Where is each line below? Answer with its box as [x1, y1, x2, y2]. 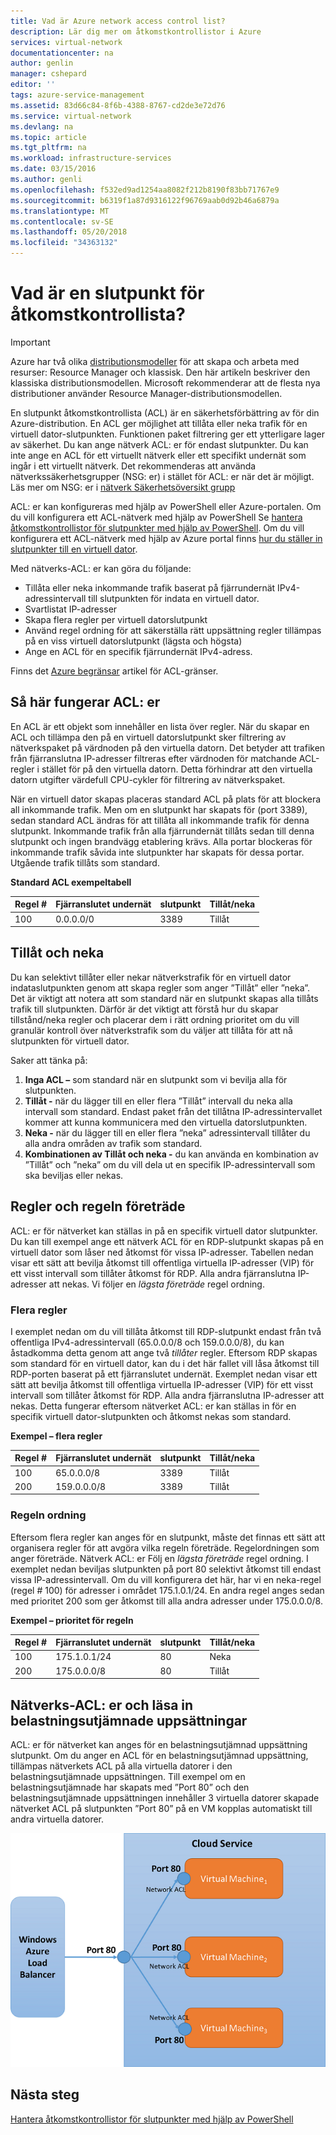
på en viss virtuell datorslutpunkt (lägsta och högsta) [24, 635, 243, 647]
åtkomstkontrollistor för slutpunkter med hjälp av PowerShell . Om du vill [10, 521, 305, 534]
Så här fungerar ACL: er [10, 694, 161, 711]
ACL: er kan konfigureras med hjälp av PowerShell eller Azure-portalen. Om [10, 500, 322, 512]
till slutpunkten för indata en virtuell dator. [88, 592, 260, 604]
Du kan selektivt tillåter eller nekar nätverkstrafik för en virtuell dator [10, 971, 292, 983]
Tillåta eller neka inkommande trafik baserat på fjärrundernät [24, 581, 276, 594]
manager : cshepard [10, 69, 87, 79]
